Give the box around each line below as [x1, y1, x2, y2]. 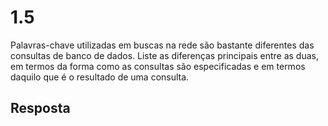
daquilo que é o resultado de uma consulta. [10, 71, 190, 83]
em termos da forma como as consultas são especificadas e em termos [10, 60, 306, 72]
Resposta [10, 100, 71, 117]
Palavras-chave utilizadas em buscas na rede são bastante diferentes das [10, 39, 315, 51]
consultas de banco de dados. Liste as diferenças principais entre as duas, [10, 49, 319, 61]
